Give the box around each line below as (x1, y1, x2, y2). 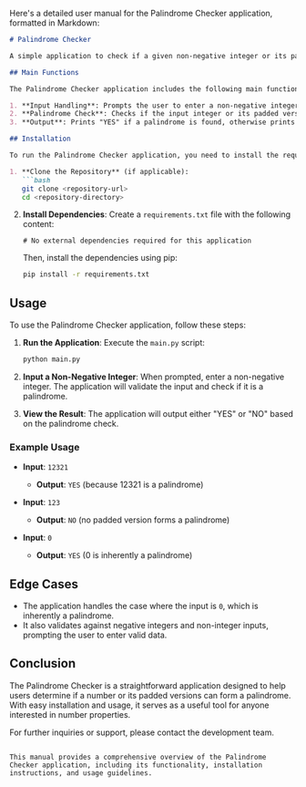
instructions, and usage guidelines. (9, 768, 153, 778)
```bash (21, 175, 51, 185)
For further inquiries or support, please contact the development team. (9, 727, 275, 738)
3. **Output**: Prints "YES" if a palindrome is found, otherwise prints (9, 118, 296, 127)
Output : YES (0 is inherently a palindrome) (36, 550, 193, 561)
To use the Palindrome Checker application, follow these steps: (9, 319, 247, 331)
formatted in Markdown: (9, 17, 100, 28)
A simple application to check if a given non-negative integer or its (9, 51, 287, 60)
